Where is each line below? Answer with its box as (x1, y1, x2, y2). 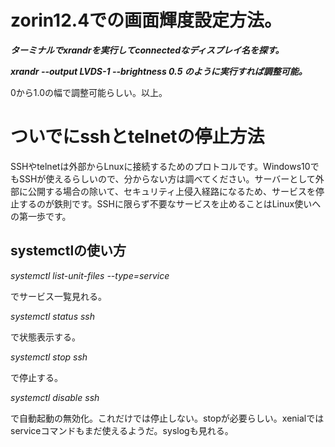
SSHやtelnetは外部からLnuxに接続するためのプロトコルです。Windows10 (10, 160, 311, 172)
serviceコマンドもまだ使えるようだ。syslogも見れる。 (10, 424, 234, 436)
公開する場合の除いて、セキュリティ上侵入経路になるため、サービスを (27, 185, 317, 197)
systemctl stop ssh (10, 351, 88, 363)
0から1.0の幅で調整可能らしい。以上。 (10, 86, 168, 98)
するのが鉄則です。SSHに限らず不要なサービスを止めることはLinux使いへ (18, 197, 322, 210)
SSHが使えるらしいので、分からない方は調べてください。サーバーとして (18, 172, 316, 185)
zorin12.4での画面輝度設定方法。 (10, 9, 283, 32)
